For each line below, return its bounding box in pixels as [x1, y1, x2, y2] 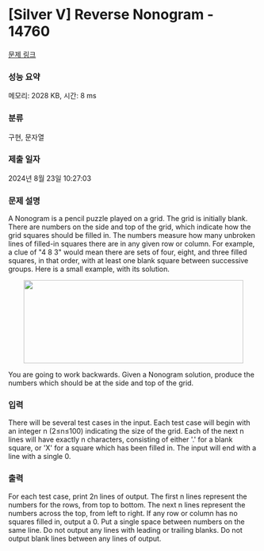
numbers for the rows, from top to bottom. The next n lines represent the [8, 499, 246, 509]
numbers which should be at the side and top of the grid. [8, 378, 194, 388]
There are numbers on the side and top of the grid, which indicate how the [8, 222, 251, 231]
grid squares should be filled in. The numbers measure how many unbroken [8, 231, 256, 240]
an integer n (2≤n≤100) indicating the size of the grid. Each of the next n [8, 427, 244, 436]
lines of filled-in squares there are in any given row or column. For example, [8, 239, 255, 249]
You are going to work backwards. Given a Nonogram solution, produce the [8, 370, 255, 380]
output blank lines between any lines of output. [8, 534, 162, 543]
